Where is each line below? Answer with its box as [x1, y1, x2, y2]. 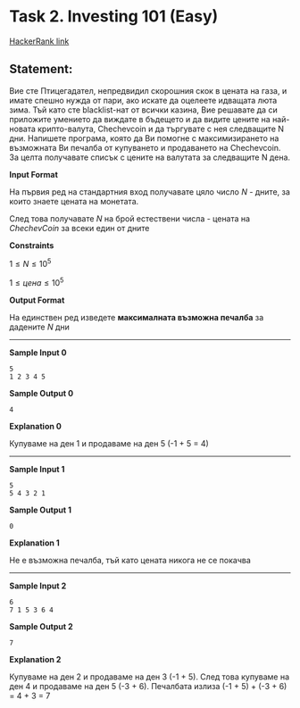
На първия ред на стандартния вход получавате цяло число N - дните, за [9, 186, 290, 197]
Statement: [9, 62, 73, 77]
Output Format [9, 295, 65, 305]
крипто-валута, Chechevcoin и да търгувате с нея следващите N [37, 123, 284, 134]
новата [9, 123, 36, 134]
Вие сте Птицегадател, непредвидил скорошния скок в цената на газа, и [9, 85, 287, 96]
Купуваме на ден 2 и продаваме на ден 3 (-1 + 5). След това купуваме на [9, 671, 290, 682]
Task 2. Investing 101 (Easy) [9, 6, 219, 27]
